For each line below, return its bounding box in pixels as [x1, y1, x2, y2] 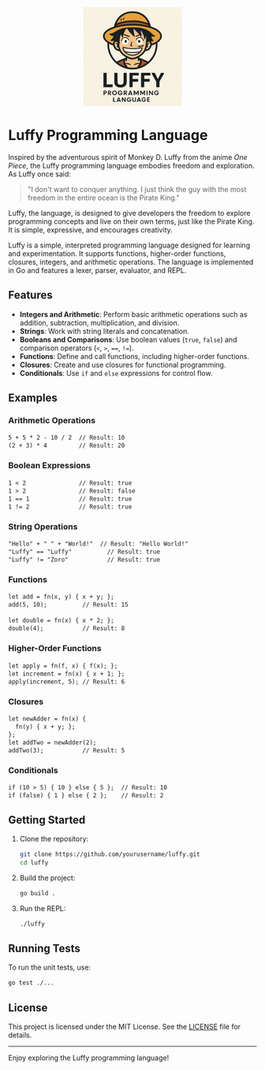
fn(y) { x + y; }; [15, 723, 77, 731]
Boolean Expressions [8, 460, 91, 471]
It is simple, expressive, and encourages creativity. [8, 225, 174, 234]
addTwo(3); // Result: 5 [8, 747, 125, 754]
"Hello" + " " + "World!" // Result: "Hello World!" [8, 540, 189, 548]
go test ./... [8, 979, 55, 987]
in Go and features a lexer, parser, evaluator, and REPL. [8, 265, 187, 275]
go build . [19, 889, 56, 897]
